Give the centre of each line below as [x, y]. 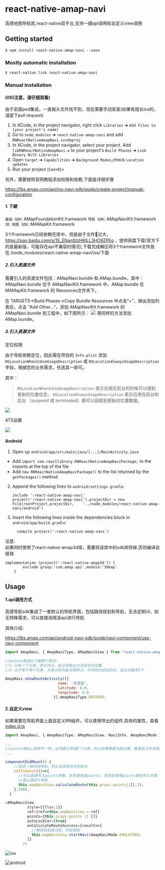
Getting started [29, 39]
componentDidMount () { [28, 762]
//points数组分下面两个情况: [31, 661]
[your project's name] [35, 130]
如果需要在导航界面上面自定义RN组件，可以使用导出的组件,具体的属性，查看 [82, 720]
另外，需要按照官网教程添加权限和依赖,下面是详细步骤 [60, 180]
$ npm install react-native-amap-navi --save [52, 50]
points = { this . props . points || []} [62, 817]
